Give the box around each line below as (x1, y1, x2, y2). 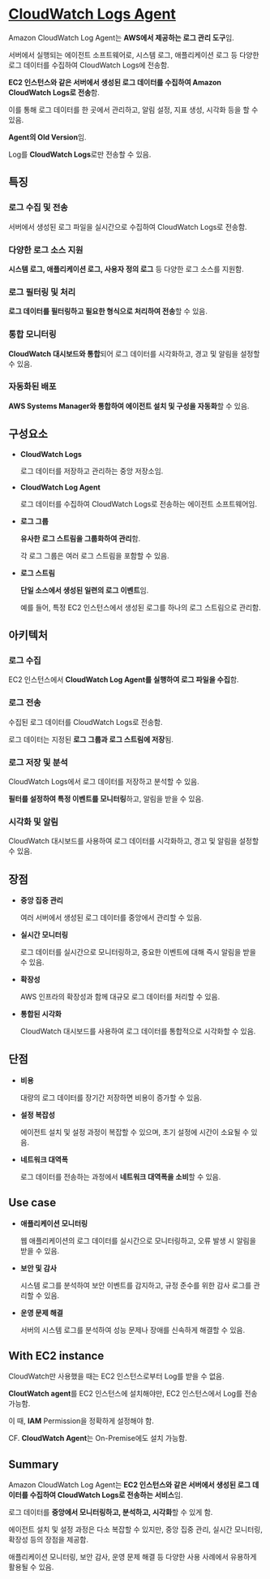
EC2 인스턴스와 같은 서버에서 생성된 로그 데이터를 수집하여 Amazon (8, 77, 221, 87)
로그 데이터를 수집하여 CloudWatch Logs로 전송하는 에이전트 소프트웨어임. (19, 498, 258, 508)
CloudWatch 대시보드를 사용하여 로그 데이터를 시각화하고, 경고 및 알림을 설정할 (8, 836, 259, 846)
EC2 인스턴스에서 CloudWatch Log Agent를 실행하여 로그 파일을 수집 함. (8, 675, 239, 684)
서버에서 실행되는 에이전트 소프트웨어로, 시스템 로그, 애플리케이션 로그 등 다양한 (8, 50, 259, 59)
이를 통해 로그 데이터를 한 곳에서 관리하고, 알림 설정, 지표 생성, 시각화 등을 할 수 (8, 105, 259, 114)
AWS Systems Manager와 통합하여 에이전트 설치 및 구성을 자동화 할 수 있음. (8, 401, 250, 411)
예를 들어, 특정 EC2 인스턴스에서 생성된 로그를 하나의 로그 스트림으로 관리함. (19, 602, 261, 612)
